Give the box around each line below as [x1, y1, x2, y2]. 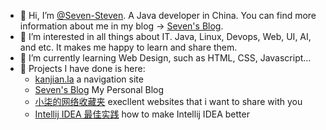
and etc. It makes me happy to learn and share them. [19, 41, 238, 53]
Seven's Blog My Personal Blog [34, 84, 165, 95]
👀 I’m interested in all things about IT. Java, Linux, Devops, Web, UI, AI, [19, 31, 312, 42]
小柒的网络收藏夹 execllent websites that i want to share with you [34, 96, 303, 107]
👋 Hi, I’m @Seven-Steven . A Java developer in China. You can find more [19, 10, 317, 21]
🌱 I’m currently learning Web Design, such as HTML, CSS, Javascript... [19, 52, 312, 64]
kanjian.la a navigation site [34, 73, 144, 85]
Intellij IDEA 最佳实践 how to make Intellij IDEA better [34, 108, 250, 120]
